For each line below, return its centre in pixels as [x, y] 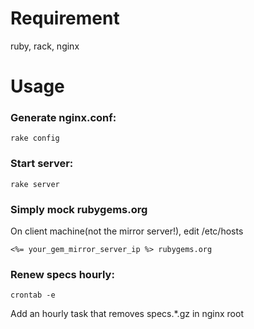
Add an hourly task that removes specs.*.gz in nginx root [127, 314]
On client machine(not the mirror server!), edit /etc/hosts [127, 231]
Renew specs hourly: [62, 274]
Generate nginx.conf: [63, 118]
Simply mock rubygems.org [79, 209]
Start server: [42, 164]
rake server [35, 184]
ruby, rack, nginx [45, 46]
